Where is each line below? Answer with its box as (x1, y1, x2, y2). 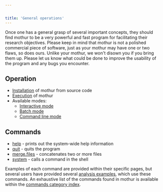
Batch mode (19, 108, 44, 114)
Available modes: (12, 98, 47, 104)
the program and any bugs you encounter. (5, 60, 90, 66)
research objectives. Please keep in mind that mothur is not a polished (5, 40, 146, 46)
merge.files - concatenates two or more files (12, 151, 102, 157)
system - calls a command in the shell (12, 156, 89, 162)
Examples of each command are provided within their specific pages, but (5, 166, 152, 172)
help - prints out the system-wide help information (12, 141, 114, 147)
